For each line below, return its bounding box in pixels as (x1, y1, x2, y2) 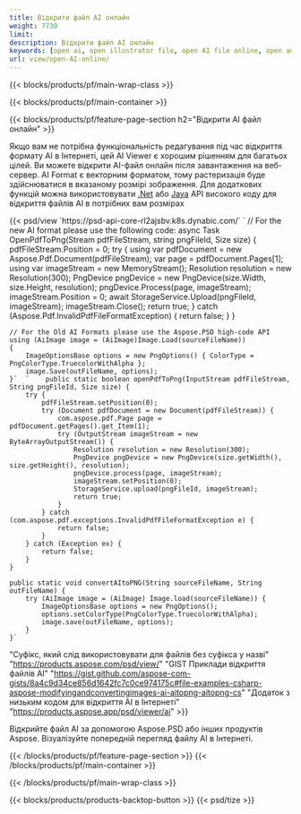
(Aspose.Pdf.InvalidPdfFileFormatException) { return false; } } (9, 311, 236, 321)
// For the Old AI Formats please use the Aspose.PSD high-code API (9, 328, 271, 337)
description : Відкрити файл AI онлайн (9, 38, 154, 47)
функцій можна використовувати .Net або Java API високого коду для (9, 189, 278, 199)
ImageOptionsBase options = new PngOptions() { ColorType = (25, 351, 254, 360)
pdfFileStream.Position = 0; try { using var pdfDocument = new (9, 244, 243, 254)
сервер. (9, 169, 40, 180)
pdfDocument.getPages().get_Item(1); (9, 422, 150, 431)
